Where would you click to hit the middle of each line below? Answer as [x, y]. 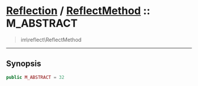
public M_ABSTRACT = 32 [35, 77]
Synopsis [24, 64]
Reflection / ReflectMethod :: [78, 11]
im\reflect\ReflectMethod [51, 39]
